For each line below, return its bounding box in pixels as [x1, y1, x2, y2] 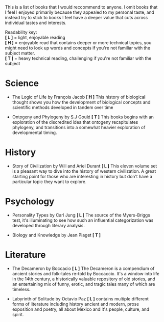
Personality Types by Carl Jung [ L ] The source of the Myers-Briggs [12, 212, 150, 218]
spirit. [12, 311, 24, 317]
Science [5, 78, 39, 89]
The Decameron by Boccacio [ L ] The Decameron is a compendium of [12, 265, 155, 271]
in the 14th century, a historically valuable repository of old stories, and [12, 276, 156, 282]
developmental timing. [12, 130, 57, 135]
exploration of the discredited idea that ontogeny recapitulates [12, 119, 139, 125]
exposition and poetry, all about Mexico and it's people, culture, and [12, 306, 149, 312]
